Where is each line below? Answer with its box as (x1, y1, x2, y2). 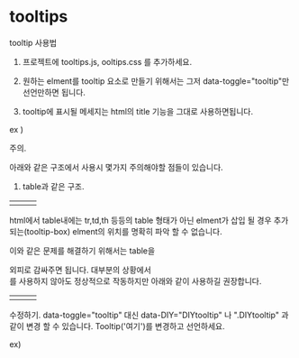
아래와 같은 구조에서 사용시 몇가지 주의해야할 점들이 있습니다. (9, 161, 223, 172)
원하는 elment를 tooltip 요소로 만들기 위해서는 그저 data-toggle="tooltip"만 (22, 75, 290, 87)
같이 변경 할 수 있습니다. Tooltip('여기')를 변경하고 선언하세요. (9, 320, 225, 331)
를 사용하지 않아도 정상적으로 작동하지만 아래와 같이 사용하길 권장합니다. (9, 275, 262, 286)
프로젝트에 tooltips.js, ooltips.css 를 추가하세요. (22, 56, 192, 67)
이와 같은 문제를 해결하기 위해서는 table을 (9, 245, 156, 256)
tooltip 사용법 (9, 37, 57, 48)
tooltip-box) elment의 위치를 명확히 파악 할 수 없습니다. (26, 225, 222, 236)
